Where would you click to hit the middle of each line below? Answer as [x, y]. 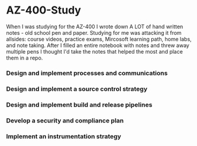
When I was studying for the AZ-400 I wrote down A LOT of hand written [95, 26]
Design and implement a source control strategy [77, 89]
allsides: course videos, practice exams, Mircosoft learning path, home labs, [99, 39]
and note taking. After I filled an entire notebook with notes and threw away [98, 45]
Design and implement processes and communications [87, 73]
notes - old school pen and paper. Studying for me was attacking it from [94, 32]
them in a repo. [25, 58]
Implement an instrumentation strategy [64, 136]
